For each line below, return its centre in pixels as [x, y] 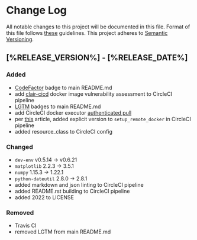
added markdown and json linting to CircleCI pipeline [79, 184]
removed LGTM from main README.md [63, 232]
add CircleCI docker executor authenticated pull [73, 112]
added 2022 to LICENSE [44, 197]
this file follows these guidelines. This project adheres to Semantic [87, 33]
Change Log [36, 10]
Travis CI [25, 226]
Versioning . [20, 39]
